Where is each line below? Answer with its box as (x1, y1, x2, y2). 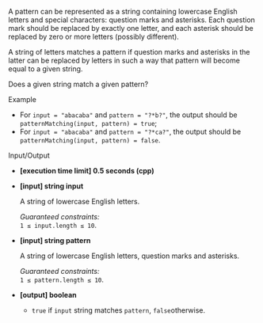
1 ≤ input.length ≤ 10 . (19, 221, 97, 230)
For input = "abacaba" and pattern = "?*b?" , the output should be (19, 110, 238, 120)
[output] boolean (19, 291, 77, 299)
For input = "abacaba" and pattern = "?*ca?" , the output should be (19, 127, 242, 136)
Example (8, 95, 37, 104)
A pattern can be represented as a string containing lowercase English (8, 7, 238, 16)
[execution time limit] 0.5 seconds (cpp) (19, 166, 154, 175)
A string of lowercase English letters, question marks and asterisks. (19, 251, 240, 260)
